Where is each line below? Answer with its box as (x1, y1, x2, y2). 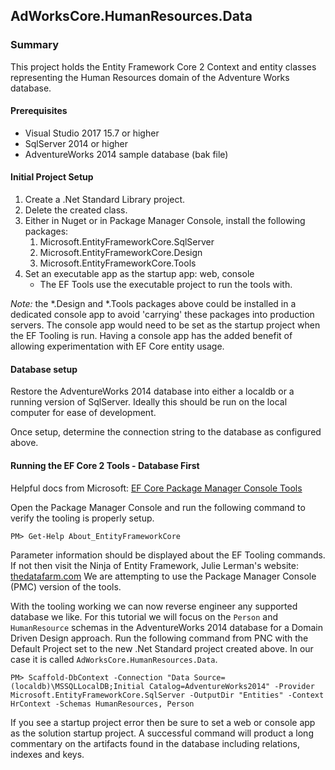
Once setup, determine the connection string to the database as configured (10, 426, 322, 438)
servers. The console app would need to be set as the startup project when (10, 319, 321, 331)
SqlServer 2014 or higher (24, 137, 128, 149)
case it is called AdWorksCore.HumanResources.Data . (10, 653, 218, 665)
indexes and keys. (10, 748, 85, 760)
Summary (10, 38, 60, 52)
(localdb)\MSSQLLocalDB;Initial (10, 681, 145, 691)
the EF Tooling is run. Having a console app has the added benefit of (10, 330, 293, 342)
